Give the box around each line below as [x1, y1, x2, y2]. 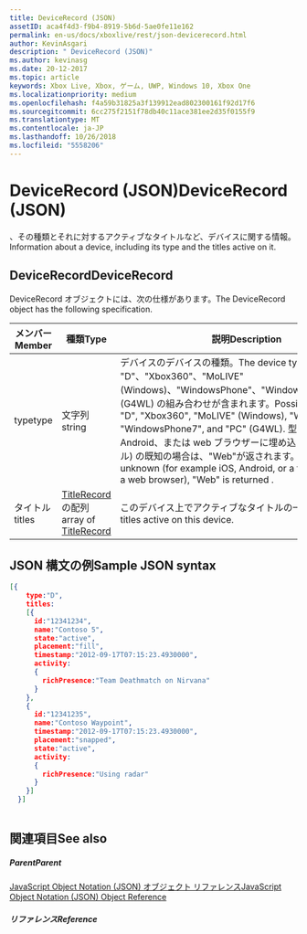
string [61, 420, 87, 433]
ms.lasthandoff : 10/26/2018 [9, 133, 117, 142]
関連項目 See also [9, 831, 108, 846]
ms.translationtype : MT [9, 115, 101, 124]
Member [15, 339, 53, 352]
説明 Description [211, 333, 282, 345]
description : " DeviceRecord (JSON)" [9, 48, 153, 57]
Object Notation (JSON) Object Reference [9, 892, 167, 903]
